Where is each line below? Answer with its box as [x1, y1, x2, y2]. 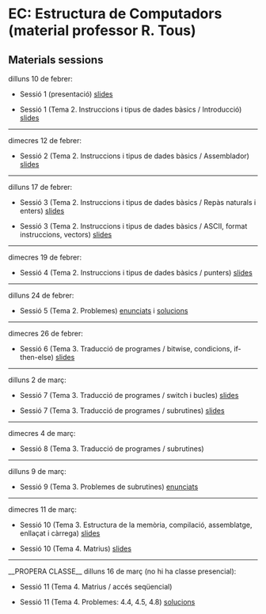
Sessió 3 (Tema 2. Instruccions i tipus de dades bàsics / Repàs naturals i [19, 198, 256, 207]
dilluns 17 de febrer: [8, 183, 73, 191]
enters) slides [19, 207, 65, 215]
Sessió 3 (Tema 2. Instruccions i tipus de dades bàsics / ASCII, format [19, 222, 248, 230]
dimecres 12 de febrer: [8, 136, 82, 145]
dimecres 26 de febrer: [8, 329, 83, 338]
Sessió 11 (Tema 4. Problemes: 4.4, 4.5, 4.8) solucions [19, 597, 196, 606]
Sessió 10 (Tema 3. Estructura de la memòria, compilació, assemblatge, [19, 520, 253, 529]
